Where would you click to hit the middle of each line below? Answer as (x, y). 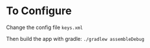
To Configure (39, 11)
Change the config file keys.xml (45, 27)
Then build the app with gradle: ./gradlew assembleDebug (75, 39)
